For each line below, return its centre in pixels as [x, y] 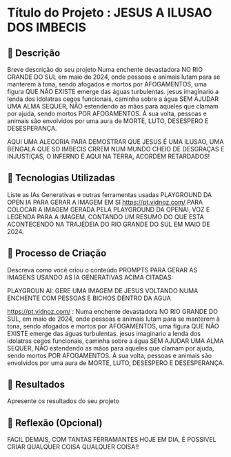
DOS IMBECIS [47, 27]
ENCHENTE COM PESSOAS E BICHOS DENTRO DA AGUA [89, 298]
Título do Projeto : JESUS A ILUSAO [110, 13]
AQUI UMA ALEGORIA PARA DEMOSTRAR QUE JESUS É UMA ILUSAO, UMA [115, 142]
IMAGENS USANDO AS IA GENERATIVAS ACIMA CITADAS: [90, 277]
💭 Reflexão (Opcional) [55, 423]
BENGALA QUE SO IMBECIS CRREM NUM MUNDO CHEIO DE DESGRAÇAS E [116, 149]
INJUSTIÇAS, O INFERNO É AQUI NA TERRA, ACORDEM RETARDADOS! [109, 156]
